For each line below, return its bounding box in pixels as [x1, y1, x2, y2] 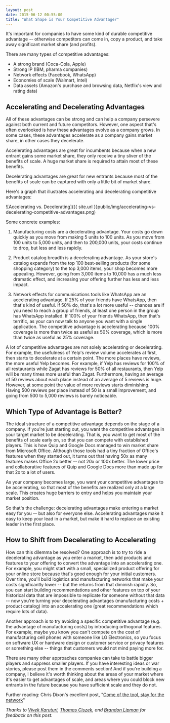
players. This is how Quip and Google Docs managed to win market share [6, 443, 159, 448]
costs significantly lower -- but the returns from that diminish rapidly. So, [6, 581, 157, 587]
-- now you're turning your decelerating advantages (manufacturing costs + [6, 597, 164, 604]
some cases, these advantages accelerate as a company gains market [6, 132, 153, 138]
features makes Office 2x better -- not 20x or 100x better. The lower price [6, 459, 160, 464]
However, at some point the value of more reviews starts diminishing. [6, 382, 150, 388]
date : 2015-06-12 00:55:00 [6, 12, 63, 17]
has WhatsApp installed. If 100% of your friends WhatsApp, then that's [13, 313, 161, 319]
